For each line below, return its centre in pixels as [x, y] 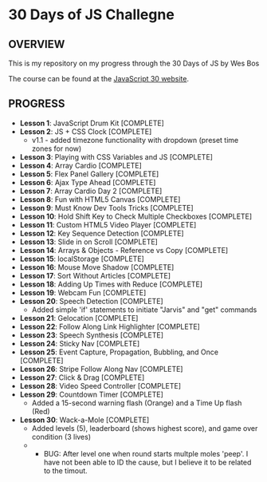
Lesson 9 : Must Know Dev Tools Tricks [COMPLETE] [106, 207]
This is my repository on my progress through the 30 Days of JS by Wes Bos [134, 63]
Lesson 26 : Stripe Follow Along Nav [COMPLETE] [101, 369]
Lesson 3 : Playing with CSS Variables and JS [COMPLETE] [116, 156]
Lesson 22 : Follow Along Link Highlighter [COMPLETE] [110, 326]
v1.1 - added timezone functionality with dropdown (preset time [135, 140]
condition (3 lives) [61, 437]
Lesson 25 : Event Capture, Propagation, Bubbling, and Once [119, 352]
